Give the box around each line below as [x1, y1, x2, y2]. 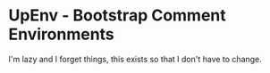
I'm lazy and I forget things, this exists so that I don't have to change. [8, 53, 263, 64]
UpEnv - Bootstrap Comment [8, 5, 227, 26]
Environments [8, 24, 115, 45]
